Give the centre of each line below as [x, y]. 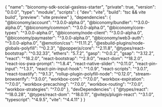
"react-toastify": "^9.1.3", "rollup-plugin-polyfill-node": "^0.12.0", [69, 74]
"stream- [142, 74]
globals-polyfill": [22, 48]
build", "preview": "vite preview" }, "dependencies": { [58, 17]
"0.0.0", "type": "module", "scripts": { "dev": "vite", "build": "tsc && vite [75, 12]
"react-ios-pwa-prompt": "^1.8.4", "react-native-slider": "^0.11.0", [70, 63]
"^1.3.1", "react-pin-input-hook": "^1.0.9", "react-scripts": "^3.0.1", [84, 69]
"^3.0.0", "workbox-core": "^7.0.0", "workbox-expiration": [88, 79]
